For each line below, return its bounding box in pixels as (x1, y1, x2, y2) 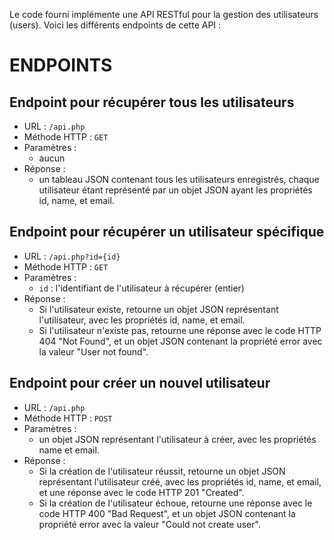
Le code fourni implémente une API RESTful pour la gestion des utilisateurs (9, 9, 319, 20)
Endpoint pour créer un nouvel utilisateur (9, 375, 271, 392)
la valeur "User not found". (38, 345, 149, 358)
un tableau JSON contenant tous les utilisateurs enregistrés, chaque (38, 174, 320, 185)
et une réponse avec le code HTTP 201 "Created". (38, 486, 245, 498)
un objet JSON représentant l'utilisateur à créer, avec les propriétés (38, 433, 317, 445)
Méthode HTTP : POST (23, 412, 113, 424)
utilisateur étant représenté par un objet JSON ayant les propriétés (38, 184, 313, 196)
